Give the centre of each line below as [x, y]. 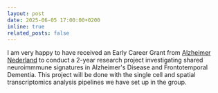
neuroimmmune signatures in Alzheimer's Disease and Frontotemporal [108, 67]
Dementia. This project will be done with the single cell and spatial [101, 75]
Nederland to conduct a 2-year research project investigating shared [105, 60]
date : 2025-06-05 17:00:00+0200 [54, 20]
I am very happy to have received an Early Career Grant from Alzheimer [109, 53]
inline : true [26, 26]
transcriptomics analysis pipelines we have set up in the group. [97, 82]
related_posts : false [38, 33]
